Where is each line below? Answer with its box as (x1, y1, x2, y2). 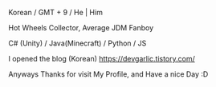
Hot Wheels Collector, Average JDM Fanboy (8, 23, 154, 32)
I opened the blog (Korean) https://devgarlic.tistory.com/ (8, 54, 195, 63)
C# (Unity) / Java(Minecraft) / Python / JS (8, 38, 147, 48)
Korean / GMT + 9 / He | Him (8, 8, 103, 17)
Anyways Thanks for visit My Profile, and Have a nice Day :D (8, 69, 209, 79)
